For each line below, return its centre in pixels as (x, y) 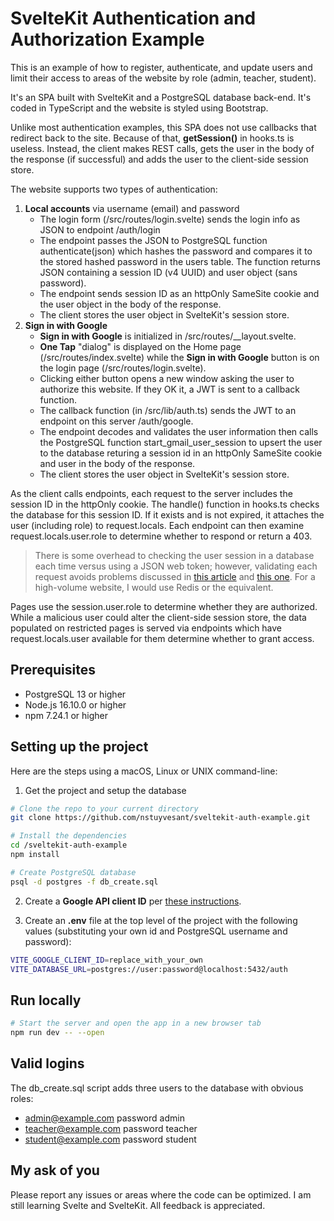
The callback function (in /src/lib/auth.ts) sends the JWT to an (168, 410)
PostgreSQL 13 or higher (75, 694)
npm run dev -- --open (57, 1033)
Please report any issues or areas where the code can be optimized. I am (161, 1194)
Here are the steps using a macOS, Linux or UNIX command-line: (144, 771)
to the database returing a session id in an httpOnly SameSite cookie (181, 453)
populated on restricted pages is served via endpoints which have (146, 628)
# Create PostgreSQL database (73, 872)
